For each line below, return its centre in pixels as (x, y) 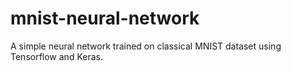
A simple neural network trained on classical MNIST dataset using (146, 46)
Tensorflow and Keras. (56, 56)
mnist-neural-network (105, 18)
